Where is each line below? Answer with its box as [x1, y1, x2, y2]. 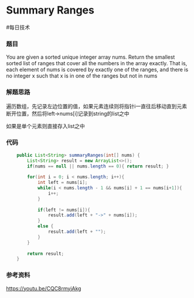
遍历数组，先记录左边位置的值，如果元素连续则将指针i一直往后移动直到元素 [6, 102, 188, 109]
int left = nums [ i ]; [37, 180, 88, 186]
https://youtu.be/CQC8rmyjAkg [6, 284, 81, 292]
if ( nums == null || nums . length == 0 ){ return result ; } [27, 163, 169, 169]
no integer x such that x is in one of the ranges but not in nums [6, 72, 158, 79]
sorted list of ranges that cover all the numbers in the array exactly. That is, [6, 60, 188, 67]
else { [37, 223, 54, 229]
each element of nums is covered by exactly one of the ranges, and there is [6, 66, 189, 73]
